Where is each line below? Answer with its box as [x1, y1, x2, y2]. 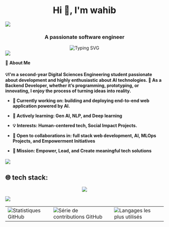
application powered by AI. [12, 103, 70, 109]
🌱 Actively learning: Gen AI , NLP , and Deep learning [12, 112, 122, 119]
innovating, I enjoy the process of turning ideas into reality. [5, 88, 131, 94]
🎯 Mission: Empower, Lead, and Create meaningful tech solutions [12, 147, 152, 153]
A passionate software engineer [44, 33, 125, 40]
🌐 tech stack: [5, 173, 48, 182]
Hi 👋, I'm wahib [52, 5, 117, 16]
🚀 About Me [5, 60, 31, 66]
